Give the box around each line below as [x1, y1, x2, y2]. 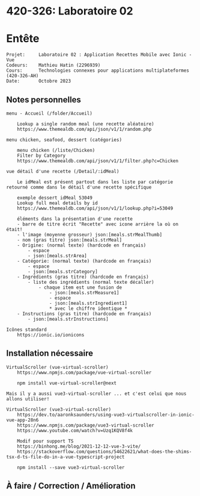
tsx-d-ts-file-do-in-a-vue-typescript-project [6, 454, 125, 460]
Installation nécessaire [6, 348, 93, 359]
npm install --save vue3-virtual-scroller [17, 464, 125, 471]
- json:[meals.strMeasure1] [49, 289, 120, 296]
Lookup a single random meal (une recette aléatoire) [17, 121, 154, 127]
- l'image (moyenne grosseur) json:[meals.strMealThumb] [17, 231, 163, 237]
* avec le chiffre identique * [49, 306, 128, 312]
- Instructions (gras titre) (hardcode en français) [17, 310, 152, 317]
